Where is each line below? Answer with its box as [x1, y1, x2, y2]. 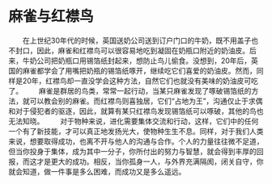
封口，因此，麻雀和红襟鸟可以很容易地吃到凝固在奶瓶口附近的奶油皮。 [15, 45, 249, 55]
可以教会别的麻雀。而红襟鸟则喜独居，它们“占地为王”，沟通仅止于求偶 [29, 96, 263, 106]
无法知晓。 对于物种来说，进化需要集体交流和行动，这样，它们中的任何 [8, 116, 259, 126]
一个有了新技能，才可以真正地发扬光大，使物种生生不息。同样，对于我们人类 [8, 126, 264, 136]
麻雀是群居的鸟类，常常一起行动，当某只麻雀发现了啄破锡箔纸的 [38, 86, 252, 95]
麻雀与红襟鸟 [8, 7, 95, 26]
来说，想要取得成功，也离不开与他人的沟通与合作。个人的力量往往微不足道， [8, 136, 264, 146]
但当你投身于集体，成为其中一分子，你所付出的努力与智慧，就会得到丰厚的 [8, 146, 257, 156]
